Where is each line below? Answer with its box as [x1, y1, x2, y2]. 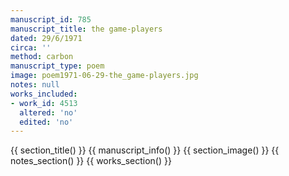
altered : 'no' [19, 107, 78, 118]
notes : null [10, 80, 60, 90]
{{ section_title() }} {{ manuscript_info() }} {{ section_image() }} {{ [10, 144, 280, 156]
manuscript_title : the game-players [10, 24, 163, 34]
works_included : [10, 89, 78, 99]
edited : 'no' [19, 117, 74, 127]
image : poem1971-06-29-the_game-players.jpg [10, 71, 199, 81]
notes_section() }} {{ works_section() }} [10, 155, 172, 167]
